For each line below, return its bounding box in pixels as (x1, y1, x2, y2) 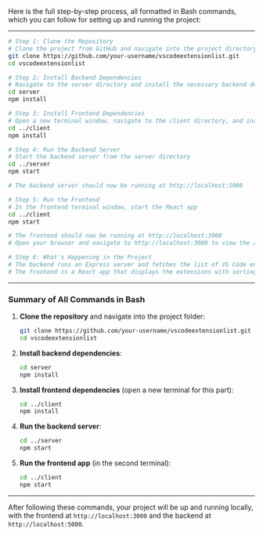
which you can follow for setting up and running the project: (8, 15, 201, 24)
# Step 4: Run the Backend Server (8, 145, 121, 154)
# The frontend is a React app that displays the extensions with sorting (8, 268, 258, 275)
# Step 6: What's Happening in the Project (8, 253, 153, 261)
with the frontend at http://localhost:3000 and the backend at (8, 510, 211, 520)
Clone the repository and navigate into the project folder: (19, 312, 205, 321)
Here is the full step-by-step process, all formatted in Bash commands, (8, 7, 237, 16)
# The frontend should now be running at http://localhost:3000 (8, 232, 222, 240)
